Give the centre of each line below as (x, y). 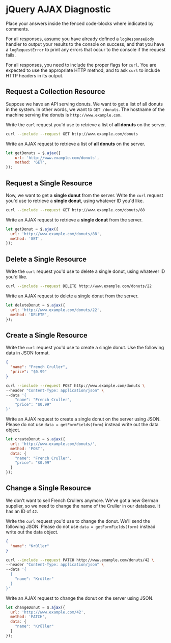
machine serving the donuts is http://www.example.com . (64, 115)
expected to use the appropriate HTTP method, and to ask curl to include (83, 70)
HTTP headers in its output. (35, 75)
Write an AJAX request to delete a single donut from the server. (72, 296)
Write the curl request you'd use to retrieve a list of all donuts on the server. (86, 124)
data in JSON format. (28, 353)
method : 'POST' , (27, 449)
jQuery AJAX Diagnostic (59, 9)
